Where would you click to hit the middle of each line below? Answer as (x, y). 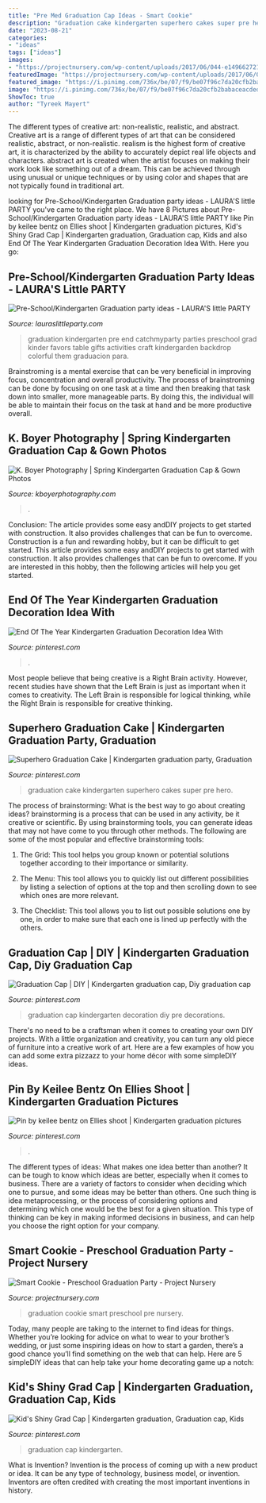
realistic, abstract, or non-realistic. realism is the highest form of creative (127, 144)
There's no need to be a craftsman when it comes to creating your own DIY (131, 1031)
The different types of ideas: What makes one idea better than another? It (128, 1167)
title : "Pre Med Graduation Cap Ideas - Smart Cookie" (101, 15)
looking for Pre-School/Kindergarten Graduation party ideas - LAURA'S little (132, 201)
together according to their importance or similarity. (104, 863)
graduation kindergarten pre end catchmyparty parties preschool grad (142, 339)
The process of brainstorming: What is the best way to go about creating (127, 806)
